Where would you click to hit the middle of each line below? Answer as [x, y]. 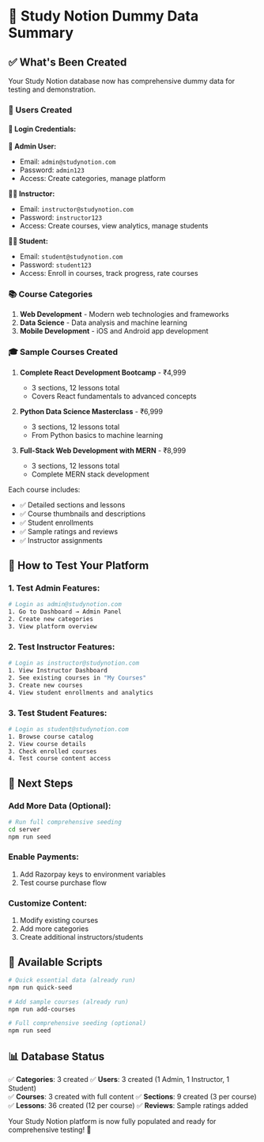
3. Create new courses [45, 685]
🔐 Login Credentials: [42, 129]
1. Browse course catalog [51, 737]
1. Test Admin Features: [54, 588]
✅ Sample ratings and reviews [69, 531]
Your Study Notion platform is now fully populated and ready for [112, 1121]
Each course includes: [44, 489]
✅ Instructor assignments [61, 540]
